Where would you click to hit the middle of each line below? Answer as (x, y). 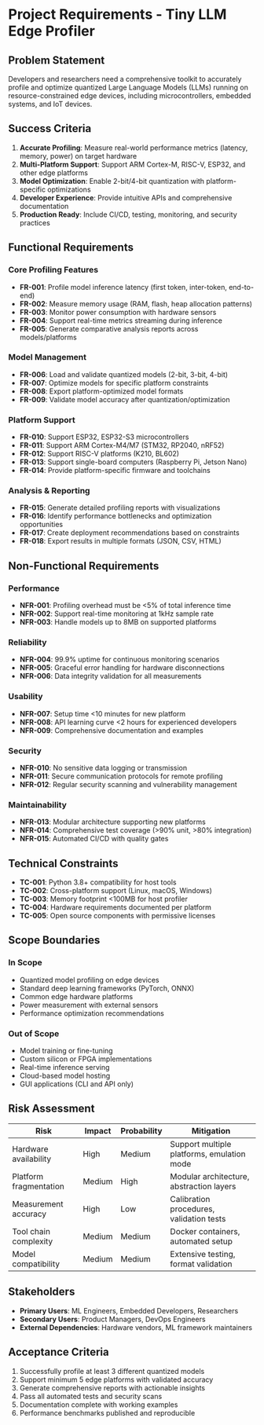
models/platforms (48, 337)
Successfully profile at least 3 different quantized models (112, 1371)
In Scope (26, 962)
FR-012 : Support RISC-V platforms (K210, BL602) (99, 454)
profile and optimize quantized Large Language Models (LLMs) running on (128, 87)
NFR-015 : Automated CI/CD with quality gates (94, 839)
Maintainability (37, 804)
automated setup (202, 1241)
